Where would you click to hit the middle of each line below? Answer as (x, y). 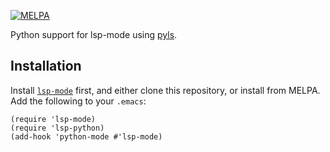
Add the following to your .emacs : (78, 101)
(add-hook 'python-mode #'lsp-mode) (86, 136)
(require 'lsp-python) (57, 128)
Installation (46, 66)
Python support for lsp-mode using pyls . (94, 34)
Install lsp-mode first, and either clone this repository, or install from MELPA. (165, 90)
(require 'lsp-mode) (53, 119)
